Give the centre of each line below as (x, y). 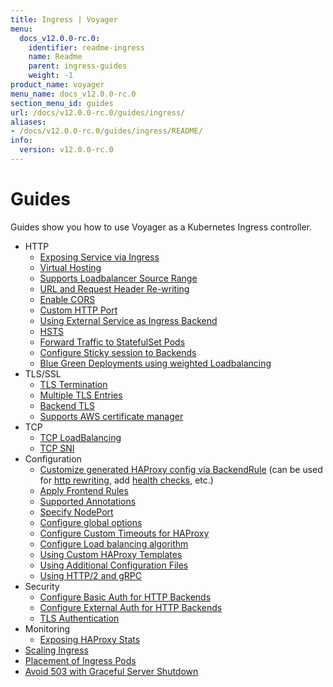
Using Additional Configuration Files (114, 565)
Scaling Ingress (56, 650)
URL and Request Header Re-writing (114, 288)
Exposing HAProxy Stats (90, 639)
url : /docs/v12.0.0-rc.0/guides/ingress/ (98, 112)
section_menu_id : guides (62, 103)
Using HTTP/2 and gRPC (90, 575)
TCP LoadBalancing (80, 437)
